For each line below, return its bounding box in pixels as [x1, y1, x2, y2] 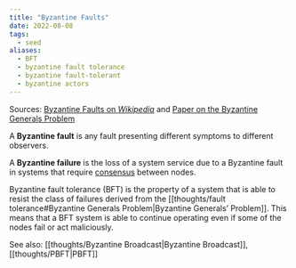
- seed [17, 37, 42, 47]
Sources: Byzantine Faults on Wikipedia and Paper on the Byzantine [9, 103, 259, 114]
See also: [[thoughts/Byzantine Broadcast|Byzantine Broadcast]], [9, 239, 249, 249]
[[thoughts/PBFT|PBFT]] [9, 248, 99, 259]
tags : [9, 29, 29, 38]
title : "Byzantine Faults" [9, 12, 109, 22]
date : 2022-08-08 [9, 21, 74, 30]
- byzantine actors [17, 79, 90, 88]
